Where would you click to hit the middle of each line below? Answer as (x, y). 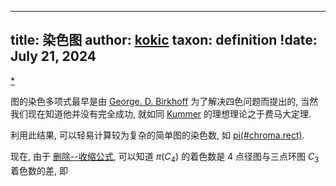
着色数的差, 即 (39, 170)
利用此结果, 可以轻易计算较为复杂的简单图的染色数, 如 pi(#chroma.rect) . (157, 135)
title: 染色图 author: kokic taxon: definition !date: (164, 40)
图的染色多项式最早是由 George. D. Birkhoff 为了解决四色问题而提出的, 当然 (164, 101)
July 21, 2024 (53, 56)
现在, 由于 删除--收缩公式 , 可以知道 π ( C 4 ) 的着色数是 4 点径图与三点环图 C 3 (165, 157)
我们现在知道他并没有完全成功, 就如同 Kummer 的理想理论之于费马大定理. (161, 113)
